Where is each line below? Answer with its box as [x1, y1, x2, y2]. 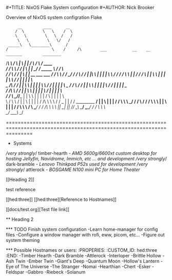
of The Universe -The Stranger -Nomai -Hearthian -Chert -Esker [15, 264, 151, 269]
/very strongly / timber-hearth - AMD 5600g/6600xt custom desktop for [6, 150, 157, 156]
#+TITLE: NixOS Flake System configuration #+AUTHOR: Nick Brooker [6, 5, 155, 10]
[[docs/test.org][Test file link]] [6, 207, 70, 212]
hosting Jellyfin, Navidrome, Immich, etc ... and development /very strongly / [6, 156, 167, 161]
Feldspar [6, 269, 25, 275]
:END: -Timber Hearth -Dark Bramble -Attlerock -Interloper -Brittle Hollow [6, 253, 161, 258]
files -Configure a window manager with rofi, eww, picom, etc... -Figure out [6, 232, 165, 238]
